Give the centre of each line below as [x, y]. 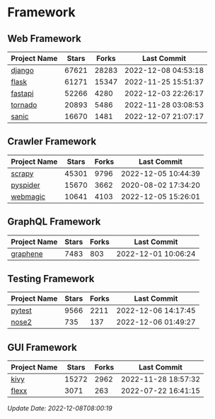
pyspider [25, 185]
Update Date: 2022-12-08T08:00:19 [60, 408]
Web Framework [44, 39]
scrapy [22, 173]
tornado [24, 105]
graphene [27, 254]
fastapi [22, 93]
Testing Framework [51, 279]
